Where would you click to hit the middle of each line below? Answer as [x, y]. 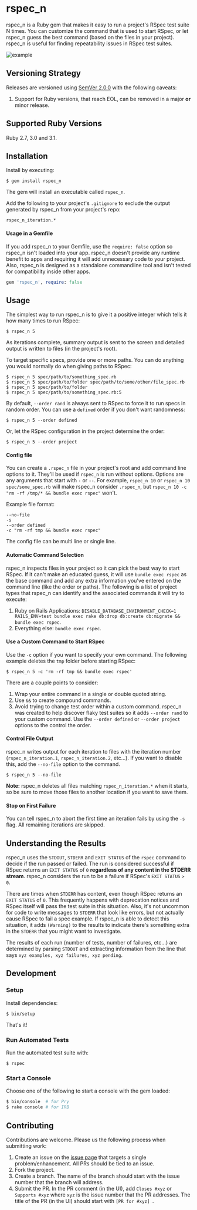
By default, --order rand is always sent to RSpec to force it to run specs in [96, 404]
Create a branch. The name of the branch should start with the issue [97, 1176]
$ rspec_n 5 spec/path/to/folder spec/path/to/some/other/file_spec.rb [95, 382]
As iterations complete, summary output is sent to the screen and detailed [95, 342]
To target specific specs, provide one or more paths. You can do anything [95, 360]
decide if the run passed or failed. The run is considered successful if [90, 864]
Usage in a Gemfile [30, 233]
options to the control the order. [53, 725]
